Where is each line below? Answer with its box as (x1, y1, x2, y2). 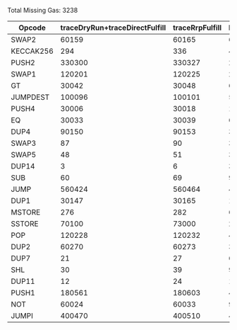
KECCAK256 (11, 46, 54, 56)
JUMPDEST (11, 92, 50, 102)
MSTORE (11, 207, 41, 217)
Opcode (18, 23, 46, 33)
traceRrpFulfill (172, 23, 222, 33)
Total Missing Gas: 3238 (7, 6, 78, 14)
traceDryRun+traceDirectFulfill (60, 23, 166, 33)
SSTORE (11, 219, 39, 229)
